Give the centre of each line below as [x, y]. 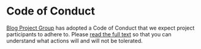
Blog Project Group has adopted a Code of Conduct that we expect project [100, 28]
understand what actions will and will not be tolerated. [74, 41]
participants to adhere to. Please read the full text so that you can [89, 34]
